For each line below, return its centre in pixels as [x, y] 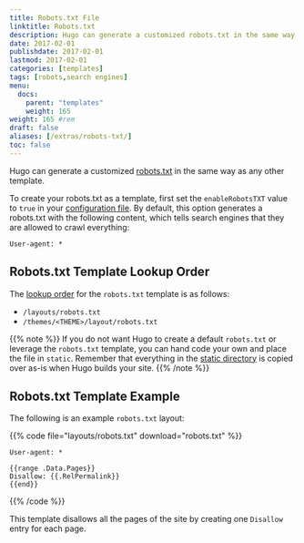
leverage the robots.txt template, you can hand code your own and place [148, 348]
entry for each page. [48, 528]
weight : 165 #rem [42, 119]
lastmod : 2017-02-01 [49, 60]
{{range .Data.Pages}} [52, 469]
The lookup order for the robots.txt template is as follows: [120, 293]
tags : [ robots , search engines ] [69, 77]
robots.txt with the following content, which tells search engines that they [147, 217]
